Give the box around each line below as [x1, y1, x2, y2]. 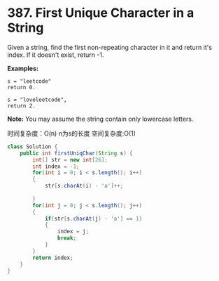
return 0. [7, 84, 36, 91]
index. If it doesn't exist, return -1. [7, 51, 104, 59]
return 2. [7, 102, 36, 110]
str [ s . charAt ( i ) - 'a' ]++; [44, 183, 124, 190]
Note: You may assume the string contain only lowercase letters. [7, 115, 194, 123]
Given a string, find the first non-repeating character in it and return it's [7, 43, 212, 51]
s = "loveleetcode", [7, 96, 68, 103]
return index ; [32, 254, 73, 261]
